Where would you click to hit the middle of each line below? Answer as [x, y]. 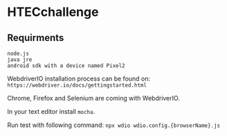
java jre [20, 60]
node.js [18, 53]
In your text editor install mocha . [51, 111]
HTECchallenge [53, 12]
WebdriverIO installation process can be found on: [79, 78]
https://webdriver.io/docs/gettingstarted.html [77, 85]
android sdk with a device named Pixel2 [66, 66]
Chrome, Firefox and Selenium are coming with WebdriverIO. [93, 98]
